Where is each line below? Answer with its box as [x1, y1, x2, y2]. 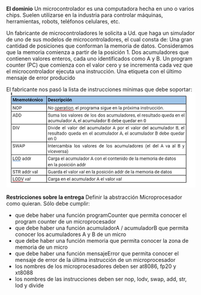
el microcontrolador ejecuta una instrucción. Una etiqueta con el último [6, 68, 182, 75]
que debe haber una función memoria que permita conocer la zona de [14, 237, 189, 245]
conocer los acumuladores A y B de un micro [14, 231, 127, 238]
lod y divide [14, 282, 44, 289]
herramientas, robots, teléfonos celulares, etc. [6, 18, 120, 25]
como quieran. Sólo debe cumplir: [6, 200, 90, 207]
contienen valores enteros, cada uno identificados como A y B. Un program [6, 55, 193, 62]
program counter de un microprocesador [14, 218, 116, 225]
